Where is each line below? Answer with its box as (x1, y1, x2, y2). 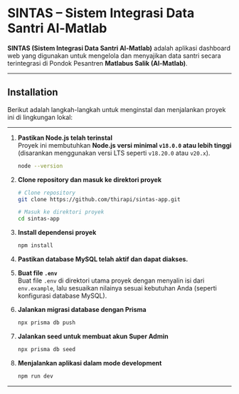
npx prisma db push (17, 319, 76, 326)
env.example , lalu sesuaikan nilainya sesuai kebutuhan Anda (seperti (17, 284, 217, 292)
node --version (17, 162, 63, 169)
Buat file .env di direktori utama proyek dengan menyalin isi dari (17, 276, 205, 285)
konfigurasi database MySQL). (17, 291, 107, 300)
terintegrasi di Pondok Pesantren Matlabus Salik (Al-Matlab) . (7, 59, 188, 67)
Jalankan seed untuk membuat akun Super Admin (17, 332, 169, 340)
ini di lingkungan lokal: (7, 113, 73, 121)
